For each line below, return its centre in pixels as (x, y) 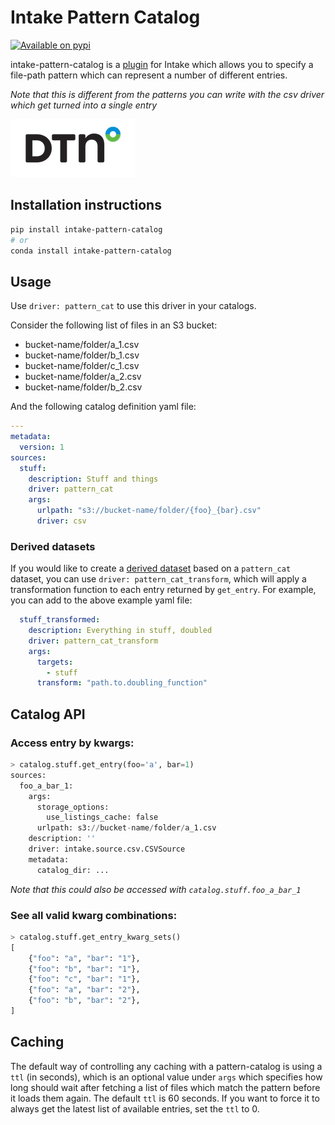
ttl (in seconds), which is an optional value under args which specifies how (166, 1077)
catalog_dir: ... (73, 870)
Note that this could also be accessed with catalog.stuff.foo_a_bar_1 (156, 889)
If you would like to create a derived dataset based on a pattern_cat (151, 568)
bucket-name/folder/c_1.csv (82, 366)
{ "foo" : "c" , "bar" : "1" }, (84, 979)
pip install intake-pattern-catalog (86, 229)
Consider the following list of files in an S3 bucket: (114, 325)
